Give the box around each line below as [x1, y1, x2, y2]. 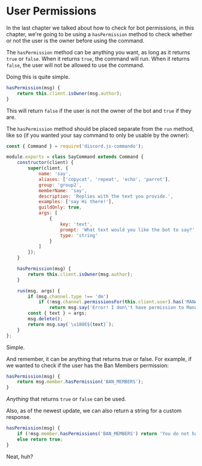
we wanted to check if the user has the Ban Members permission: [6, 362, 170, 369]
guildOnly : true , [38, 204, 82, 210]
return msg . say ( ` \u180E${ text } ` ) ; [28, 321, 114, 327]
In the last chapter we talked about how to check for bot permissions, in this [6, 24, 194, 31]
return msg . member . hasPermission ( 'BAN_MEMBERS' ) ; [17, 379, 144, 385]
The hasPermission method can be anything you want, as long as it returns [6, 48, 191, 55]
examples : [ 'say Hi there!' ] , [38, 199, 114, 205]
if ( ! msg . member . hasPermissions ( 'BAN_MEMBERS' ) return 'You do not [17, 431, 189, 437]
